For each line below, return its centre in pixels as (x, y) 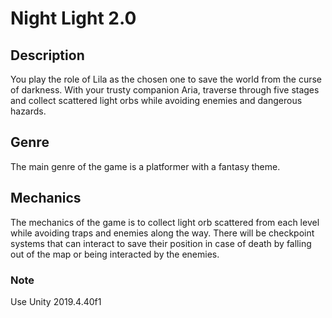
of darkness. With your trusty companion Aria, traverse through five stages (165, 90)
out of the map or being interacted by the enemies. (115, 254)
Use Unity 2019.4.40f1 (56, 301)
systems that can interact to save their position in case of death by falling (161, 243)
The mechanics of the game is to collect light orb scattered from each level (165, 222)
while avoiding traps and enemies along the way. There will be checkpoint (162, 233)
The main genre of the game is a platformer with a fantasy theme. (145, 166)
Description (47, 55)
